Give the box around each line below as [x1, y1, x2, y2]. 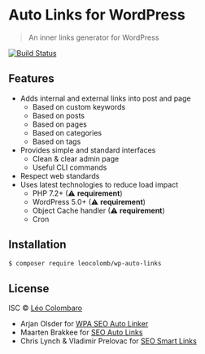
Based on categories [32, 127, 102, 137]
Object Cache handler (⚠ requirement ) [32, 205, 165, 215]
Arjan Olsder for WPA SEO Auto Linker [20, 319, 149, 329]
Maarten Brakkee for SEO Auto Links [20, 327, 143, 338]
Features [8, 71, 55, 86]
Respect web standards [20, 171, 100, 180]
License [8, 282, 50, 296]
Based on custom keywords [32, 101, 126, 111]
